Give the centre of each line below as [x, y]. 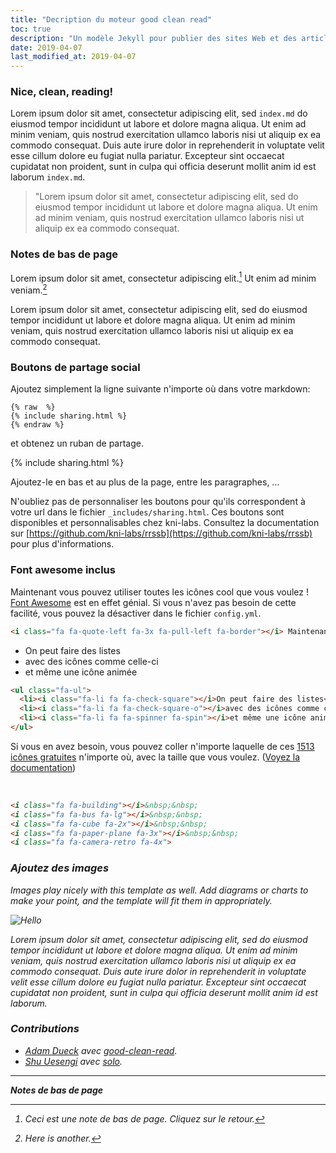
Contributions [45, 1029]
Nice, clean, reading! [62, 92]
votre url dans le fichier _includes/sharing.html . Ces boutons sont [147, 512]
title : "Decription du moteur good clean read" [111, 19]
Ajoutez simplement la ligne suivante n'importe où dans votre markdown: [160, 389]
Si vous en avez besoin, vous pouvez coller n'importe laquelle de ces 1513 [162, 746]
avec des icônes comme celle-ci [91, 661]
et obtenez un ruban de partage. [77, 443]
